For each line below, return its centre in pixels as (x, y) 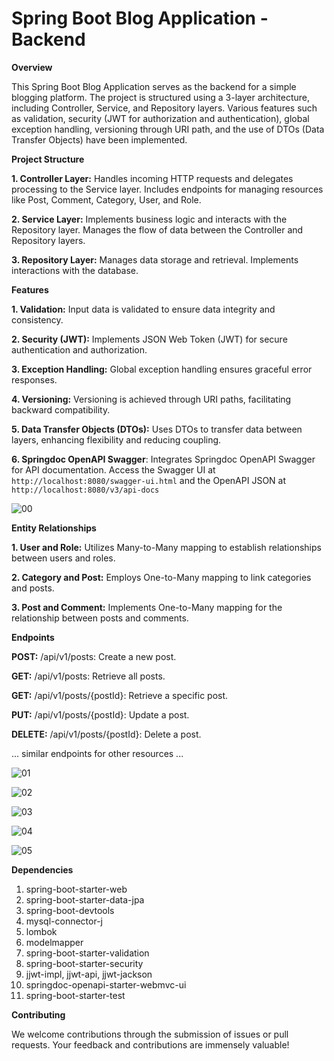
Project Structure (48, 159)
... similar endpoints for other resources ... (97, 753)
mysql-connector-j (64, 921)
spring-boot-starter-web (76, 889)
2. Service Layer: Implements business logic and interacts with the (149, 219)
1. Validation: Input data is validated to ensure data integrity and (143, 309)
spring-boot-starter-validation (87, 953)
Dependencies (42, 869)
